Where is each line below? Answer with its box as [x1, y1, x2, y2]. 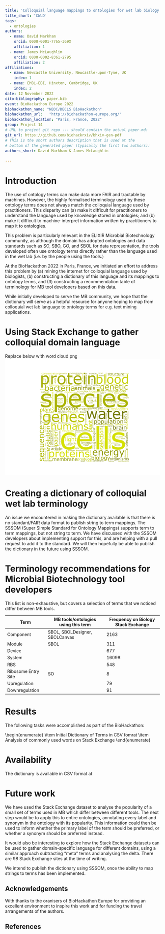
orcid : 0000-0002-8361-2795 [14, 55, 71, 60]
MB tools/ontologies [54, 616, 97, 623]
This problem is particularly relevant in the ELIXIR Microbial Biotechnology [5, 233, 155, 238]
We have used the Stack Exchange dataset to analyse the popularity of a [5, 804, 152, 810]
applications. [5, 309, 31, 315]
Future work [5, 788, 55, 799]
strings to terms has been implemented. [5, 870, 86, 876]
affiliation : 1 [14, 44, 45, 49]
